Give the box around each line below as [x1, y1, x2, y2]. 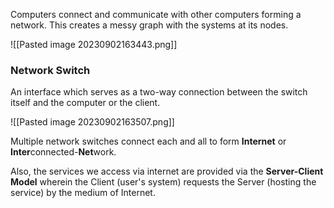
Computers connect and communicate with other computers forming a [10, 9, 302, 20]
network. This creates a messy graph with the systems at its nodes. [10, 19, 289, 31]
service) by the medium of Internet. [10, 187, 156, 199]
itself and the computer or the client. [10, 97, 161, 109]
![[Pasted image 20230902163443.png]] [10, 39, 178, 50]
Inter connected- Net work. [10, 146, 117, 158]
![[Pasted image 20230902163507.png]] [10, 116, 175, 128]
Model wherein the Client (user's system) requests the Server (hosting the [10, 176, 317, 188]
